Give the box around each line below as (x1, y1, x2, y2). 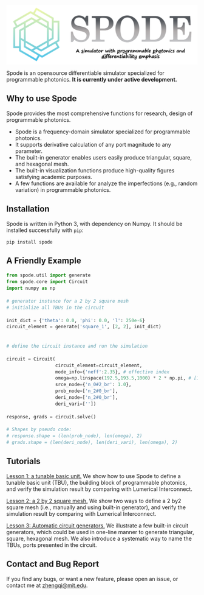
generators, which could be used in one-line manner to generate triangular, (6, 528, 194, 535)
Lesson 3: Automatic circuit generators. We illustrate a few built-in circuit (6, 522, 189, 529)
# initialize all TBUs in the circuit (6, 305, 104, 311)
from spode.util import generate (6, 272, 91, 278)
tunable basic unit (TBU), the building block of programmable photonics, (6, 479, 187, 486)
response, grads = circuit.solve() (6, 414, 97, 420)
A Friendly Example (6, 256, 81, 266)
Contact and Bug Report (6, 559, 99, 569)
